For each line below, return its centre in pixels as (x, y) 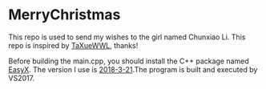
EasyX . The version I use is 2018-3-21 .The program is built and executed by (133, 69)
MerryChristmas (64, 15)
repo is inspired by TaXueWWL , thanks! (73, 45)
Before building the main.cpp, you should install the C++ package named (129, 61)
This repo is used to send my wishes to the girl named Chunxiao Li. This (127, 37)
